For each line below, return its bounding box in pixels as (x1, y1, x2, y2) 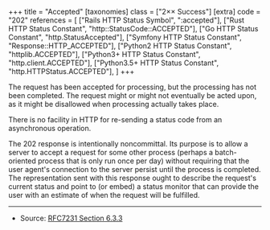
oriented (8, 156, 36, 166)
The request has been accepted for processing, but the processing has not (8, 82, 257, 92)
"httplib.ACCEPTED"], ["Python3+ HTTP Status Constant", (8, 50, 201, 59)
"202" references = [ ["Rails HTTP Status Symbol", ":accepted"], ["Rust (8, 15, 245, 25)
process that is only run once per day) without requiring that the (37, 156, 250, 166)
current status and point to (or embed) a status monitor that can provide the (8, 182, 260, 191)
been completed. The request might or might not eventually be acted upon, (8, 91, 257, 100)
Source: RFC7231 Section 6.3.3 (19, 213, 123, 223)
